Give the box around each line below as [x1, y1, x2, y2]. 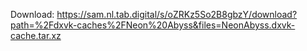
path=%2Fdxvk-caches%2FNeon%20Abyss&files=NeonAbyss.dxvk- [10, 19, 296, 31]
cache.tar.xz [10, 30, 62, 41]
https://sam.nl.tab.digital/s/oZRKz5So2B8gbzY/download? [56, 9, 298, 20]
